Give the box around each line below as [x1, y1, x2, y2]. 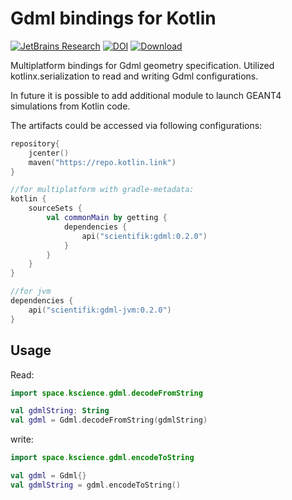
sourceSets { [28, 203, 83, 214]
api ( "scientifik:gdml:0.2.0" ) [81, 231, 208, 241]
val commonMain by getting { [46, 213, 168, 223]
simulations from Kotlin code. [10, 100, 131, 112]
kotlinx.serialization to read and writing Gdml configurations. [10, 70, 259, 82]
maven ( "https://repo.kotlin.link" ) [28, 157, 177, 167]
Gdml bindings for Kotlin [10, 7, 217, 30]
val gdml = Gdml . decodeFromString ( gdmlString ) [10, 415, 208, 426]
